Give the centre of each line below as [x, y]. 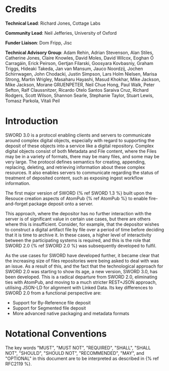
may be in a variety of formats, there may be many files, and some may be [82, 156]
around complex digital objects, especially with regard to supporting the [80, 140]
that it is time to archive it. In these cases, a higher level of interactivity [78, 235]
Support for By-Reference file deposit [51, 302]
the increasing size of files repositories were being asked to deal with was [82, 261]
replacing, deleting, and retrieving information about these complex [75, 167]
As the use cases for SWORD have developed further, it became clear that [82, 255]
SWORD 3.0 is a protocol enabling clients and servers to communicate [78, 135]
